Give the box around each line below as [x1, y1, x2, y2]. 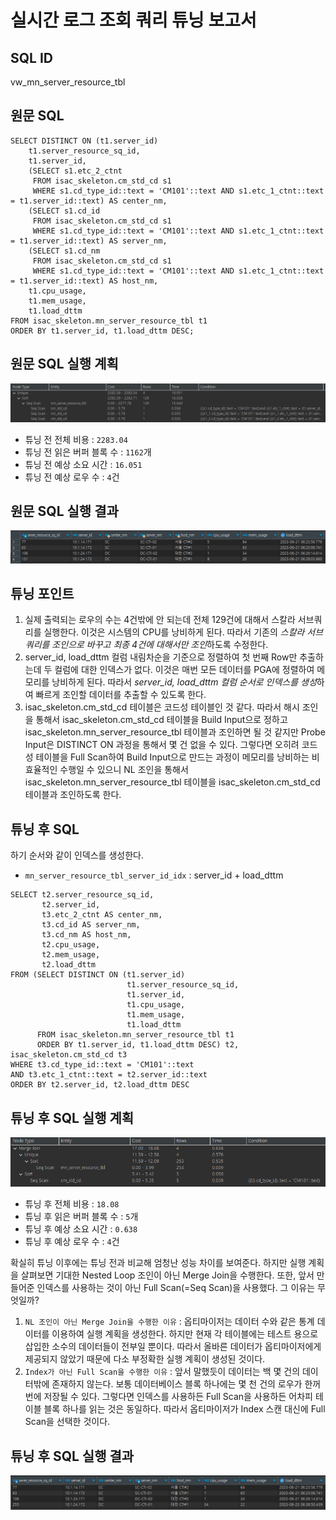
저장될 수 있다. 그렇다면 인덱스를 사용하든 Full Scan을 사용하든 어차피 [43, 1391, 313, 1403]
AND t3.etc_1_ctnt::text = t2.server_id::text [10, 1070, 208, 1080]
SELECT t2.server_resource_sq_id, [10, 890, 155, 900]
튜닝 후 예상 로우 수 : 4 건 [24, 1236, 120, 1248]
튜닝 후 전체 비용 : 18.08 [24, 1198, 120, 1210]
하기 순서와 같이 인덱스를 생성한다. [10, 849, 144, 861]
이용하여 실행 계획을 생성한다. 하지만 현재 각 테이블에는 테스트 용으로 [51, 1328, 319, 1340]
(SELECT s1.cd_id [28, 206, 101, 216]
